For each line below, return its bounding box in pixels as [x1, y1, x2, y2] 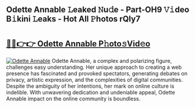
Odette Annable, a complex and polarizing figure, [51, 58, 172, 64]
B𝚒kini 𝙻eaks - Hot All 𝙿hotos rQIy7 [6, 14, 141, 24]
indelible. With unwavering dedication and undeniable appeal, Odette [6, 89, 175, 96]
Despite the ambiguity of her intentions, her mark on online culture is [6, 82, 174, 90]
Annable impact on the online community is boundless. [6, 95, 141, 102]
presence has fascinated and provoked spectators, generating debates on [6, 70, 188, 77]
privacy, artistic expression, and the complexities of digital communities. [6, 77, 183, 83]
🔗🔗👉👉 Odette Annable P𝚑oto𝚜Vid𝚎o [6, 39, 150, 49]
